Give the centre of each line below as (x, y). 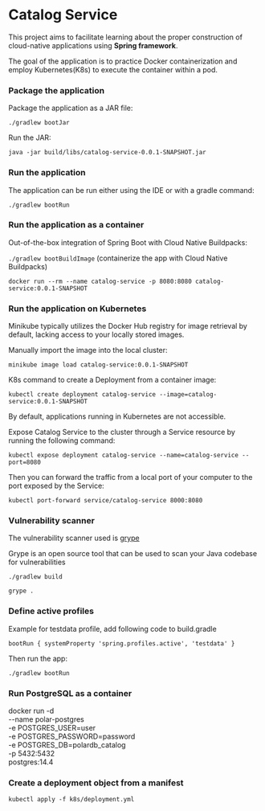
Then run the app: (38, 658)
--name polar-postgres (46, 719)
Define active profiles (51, 611)
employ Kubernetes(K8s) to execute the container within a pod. (113, 69)
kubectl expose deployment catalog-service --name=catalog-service (124, 456)
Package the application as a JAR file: (71, 108)
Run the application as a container (76, 225)
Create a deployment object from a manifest (96, 783)
